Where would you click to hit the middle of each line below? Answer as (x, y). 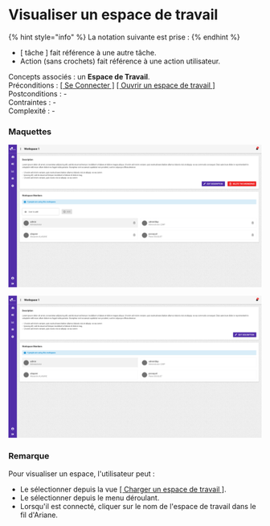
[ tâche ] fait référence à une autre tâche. (88, 52)
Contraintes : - (32, 102)
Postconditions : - (38, 93)
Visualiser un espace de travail (113, 15)
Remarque (29, 456)
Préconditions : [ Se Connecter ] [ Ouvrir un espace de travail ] (112, 85)
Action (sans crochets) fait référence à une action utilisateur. (120, 61)
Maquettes (30, 132)
